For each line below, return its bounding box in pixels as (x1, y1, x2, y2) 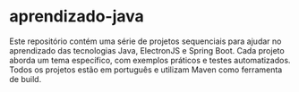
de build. (9, 73, 42, 84)
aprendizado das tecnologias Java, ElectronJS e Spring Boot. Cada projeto (9, 45, 285, 55)
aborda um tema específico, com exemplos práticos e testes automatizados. (9, 54, 291, 65)
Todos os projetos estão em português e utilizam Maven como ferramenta (9, 64, 283, 75)
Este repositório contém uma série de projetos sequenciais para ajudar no (9, 36, 282, 46)
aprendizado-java (9, 6, 145, 27)
